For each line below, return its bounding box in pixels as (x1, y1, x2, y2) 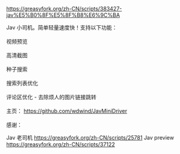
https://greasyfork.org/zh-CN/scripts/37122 (6, 141, 115, 148)
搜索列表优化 (6, 79, 38, 87)
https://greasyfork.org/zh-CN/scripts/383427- (6, 5, 123, 12)
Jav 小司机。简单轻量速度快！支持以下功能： (6, 24, 118, 31)
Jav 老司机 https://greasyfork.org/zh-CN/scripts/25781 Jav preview (6, 134, 174, 141)
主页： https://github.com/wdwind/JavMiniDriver (6, 108, 127, 114)
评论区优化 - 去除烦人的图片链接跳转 (6, 93, 97, 100)
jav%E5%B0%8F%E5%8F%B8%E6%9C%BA (6, 11, 120, 19)
